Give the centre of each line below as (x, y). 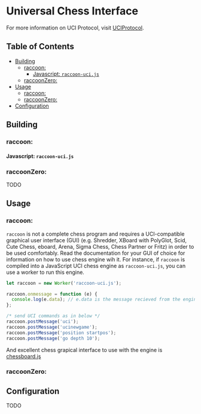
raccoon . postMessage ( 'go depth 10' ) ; (53, 338)
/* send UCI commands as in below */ (53, 316)
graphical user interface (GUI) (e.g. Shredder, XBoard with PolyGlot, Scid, (97, 240)
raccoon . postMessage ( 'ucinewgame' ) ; (52, 327)
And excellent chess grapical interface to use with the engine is (84, 350)
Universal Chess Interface (72, 11)
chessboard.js (24, 356)
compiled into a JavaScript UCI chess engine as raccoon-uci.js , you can (96, 266)
